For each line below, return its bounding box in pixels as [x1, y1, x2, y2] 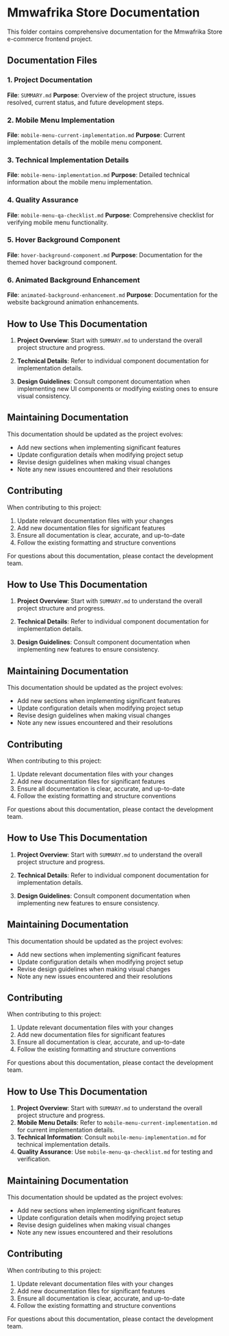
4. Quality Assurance [7, 195, 79, 205]
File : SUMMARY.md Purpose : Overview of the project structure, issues [7, 91, 196, 99]
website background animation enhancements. [7, 298, 139, 307]
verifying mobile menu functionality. [7, 218, 108, 226]
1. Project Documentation [7, 75, 93, 85]
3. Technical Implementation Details [7, 155, 129, 165]
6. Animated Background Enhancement [7, 275, 140, 285]
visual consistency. [16, 392, 71, 400]
